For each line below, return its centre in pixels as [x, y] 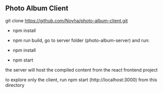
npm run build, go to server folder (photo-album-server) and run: [81, 40]
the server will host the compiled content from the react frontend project [81, 70]
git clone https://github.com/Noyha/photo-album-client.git [67, 20]
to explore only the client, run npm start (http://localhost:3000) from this [81, 80]
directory [15, 85]
